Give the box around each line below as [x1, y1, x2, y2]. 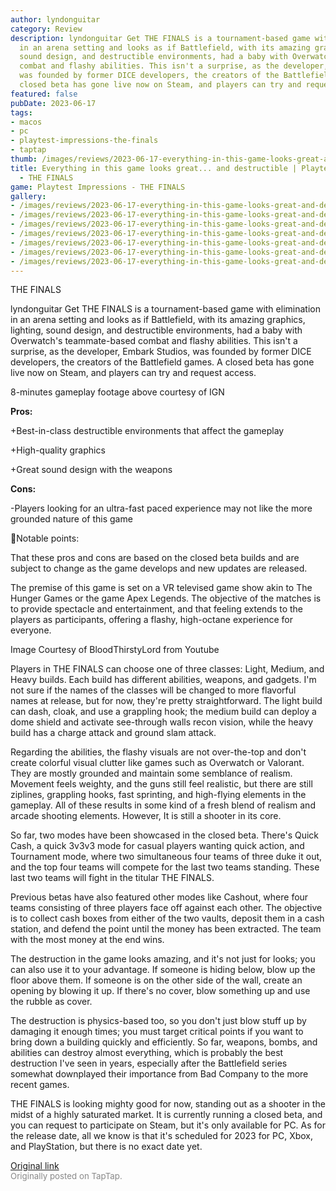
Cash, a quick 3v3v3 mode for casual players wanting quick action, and [10, 840, 305, 852]
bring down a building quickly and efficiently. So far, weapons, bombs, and [10, 1036, 318, 1048]
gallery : [10, 191, 47, 201]
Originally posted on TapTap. [10, 1171, 123, 1182]
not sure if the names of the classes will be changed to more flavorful [10, 684, 297, 696]
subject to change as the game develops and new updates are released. [10, 562, 308, 575]
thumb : [10, 154, 38, 164]
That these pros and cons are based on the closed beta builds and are [10, 552, 300, 564]
